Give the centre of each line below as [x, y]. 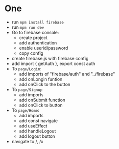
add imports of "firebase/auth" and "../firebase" [67, 74]
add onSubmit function [42, 100]
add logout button [37, 136]
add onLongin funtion [41, 79]
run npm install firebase [38, 22]
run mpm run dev [28, 27]
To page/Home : [25, 110]
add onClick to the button [45, 84]
